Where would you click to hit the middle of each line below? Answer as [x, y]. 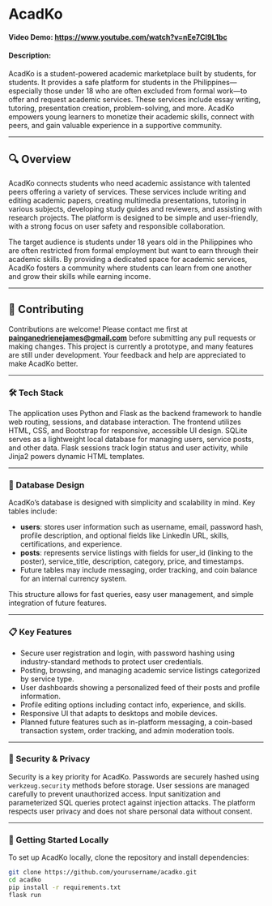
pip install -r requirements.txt [65, 887]
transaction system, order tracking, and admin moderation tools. [127, 730]
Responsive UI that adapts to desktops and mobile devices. [119, 713]
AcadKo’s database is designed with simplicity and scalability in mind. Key [132, 503]
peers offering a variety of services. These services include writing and [127, 191]
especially [25, 91]
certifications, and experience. [71, 544]
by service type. [47, 679]
